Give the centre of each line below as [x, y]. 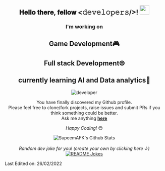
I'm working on [84, 27]
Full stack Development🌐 [84, 63]
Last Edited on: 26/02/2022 [33, 163]
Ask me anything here [84, 118]
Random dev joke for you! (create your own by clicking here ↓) [84, 148]
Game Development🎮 [84, 44]
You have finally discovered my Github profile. [84, 102]
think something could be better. [84, 113]
